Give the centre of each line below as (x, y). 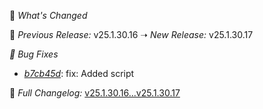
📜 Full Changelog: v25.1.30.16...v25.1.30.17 (95, 93)
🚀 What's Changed (48, 15)
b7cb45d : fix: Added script (79, 73)
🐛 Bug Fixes (34, 54)
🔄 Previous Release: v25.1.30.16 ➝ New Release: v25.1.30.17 (131, 34)
